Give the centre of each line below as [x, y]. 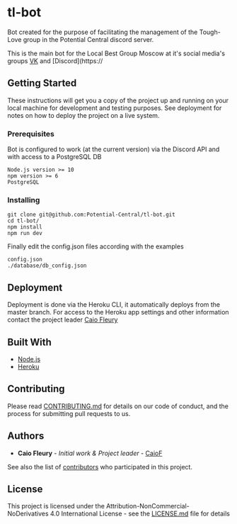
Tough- [210, 32]
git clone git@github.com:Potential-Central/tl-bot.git [91, 215]
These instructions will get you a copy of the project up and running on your [118, 100]
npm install [25, 227]
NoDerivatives [28, 514]
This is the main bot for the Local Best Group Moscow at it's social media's [116, 53]
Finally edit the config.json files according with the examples [96, 246]
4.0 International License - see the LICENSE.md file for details [140, 514]
